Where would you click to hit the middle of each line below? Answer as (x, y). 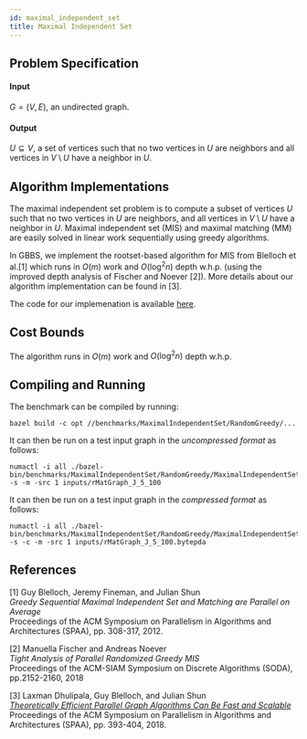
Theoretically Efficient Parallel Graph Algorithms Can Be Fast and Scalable (150, 705)
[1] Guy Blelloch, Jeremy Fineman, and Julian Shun (105, 592)
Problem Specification (74, 63)
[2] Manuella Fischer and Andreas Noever (88, 649)
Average (25, 611)
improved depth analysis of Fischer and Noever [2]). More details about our (152, 276)
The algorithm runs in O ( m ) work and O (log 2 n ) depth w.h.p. (121, 355)
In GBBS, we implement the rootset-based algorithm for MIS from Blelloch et (153, 256)
